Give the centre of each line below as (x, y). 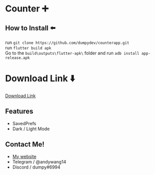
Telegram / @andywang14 (39, 162)
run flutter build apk (28, 48)
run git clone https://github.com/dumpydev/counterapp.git (67, 42)
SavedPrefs (24, 123)
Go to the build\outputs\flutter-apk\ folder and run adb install (72, 53)
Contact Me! (25, 144)
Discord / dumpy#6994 (36, 167)
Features (19, 111)
